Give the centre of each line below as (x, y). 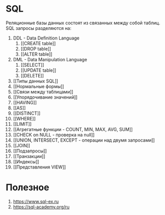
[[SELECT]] (32, 65)
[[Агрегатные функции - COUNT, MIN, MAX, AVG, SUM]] (73, 129)
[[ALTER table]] (36, 54)
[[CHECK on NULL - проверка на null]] (54, 135)
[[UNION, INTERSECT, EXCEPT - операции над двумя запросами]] (84, 140)
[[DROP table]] (36, 49)
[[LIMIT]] (22, 124)
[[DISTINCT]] (27, 113)
